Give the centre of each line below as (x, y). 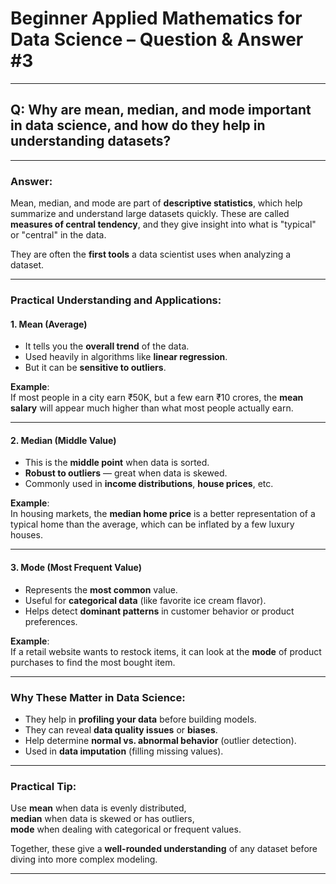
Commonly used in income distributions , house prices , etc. (149, 484)
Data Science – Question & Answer (157, 39)
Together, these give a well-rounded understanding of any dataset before (164, 849)
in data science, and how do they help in (138, 125)
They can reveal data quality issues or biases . (121, 729)
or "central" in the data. (58, 235)
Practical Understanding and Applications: (116, 300)
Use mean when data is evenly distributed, (98, 808)
